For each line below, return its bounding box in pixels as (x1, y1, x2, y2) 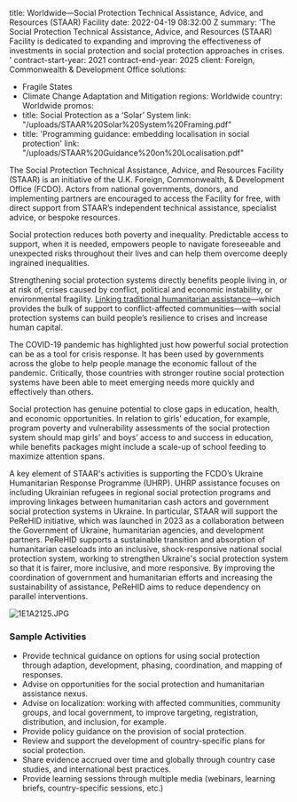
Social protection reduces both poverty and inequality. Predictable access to (9, 229, 289, 239)
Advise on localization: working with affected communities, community (21, 698, 281, 709)
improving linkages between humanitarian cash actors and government (9, 497, 270, 507)
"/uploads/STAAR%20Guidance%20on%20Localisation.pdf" (21, 148, 245, 158)
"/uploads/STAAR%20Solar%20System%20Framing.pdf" (21, 119, 232, 130)
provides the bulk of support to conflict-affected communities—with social (9, 303, 281, 314)
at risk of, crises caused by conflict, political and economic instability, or (9, 285, 273, 294)
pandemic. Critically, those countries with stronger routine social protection (9, 368, 285, 378)
